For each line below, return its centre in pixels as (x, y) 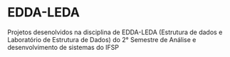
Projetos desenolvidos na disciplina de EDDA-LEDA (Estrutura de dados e (115, 32)
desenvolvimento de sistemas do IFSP (63, 47)
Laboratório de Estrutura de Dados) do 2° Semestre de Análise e (102, 39)
